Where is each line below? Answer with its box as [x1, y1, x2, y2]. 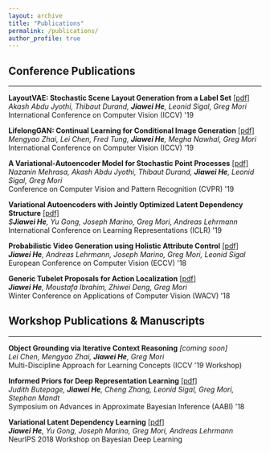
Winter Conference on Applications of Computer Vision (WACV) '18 [8, 291, 231, 301]
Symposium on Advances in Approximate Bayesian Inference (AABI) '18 [8, 401, 245, 411]
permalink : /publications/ [8, 27, 99, 35]
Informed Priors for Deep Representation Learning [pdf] [8, 375, 198, 385]
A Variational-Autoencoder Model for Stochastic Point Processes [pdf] [8, 159, 249, 168]
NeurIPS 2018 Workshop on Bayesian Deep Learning [8, 434, 183, 444]
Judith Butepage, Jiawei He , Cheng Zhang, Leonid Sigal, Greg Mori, [8, 384, 235, 394]
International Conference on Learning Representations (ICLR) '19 [8, 226, 223, 235]
